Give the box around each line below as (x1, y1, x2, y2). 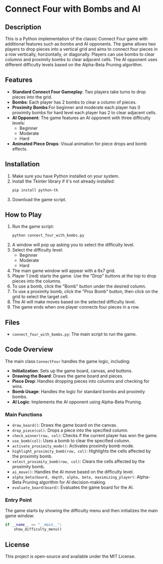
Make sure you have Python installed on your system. (12, 173, 120, 179)
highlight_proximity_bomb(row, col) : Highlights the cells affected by (12, 448, 151, 454)
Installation (5, 160, 40, 168)
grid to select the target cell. (12, 294, 69, 300)
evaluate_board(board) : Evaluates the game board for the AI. (12, 484, 134, 490)
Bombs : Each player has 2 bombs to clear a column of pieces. (12, 99, 137, 105)
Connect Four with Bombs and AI (5, 3, 141, 15)
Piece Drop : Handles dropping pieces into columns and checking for (12, 378, 150, 384)
